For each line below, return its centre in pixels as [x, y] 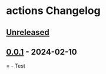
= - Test [16, 66]
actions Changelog [54, 11]
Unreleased [28, 32]
